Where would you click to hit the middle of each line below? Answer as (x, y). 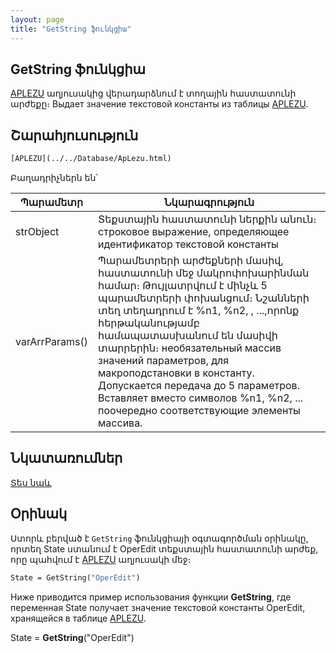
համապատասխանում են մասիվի (188, 335)
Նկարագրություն (209, 202)
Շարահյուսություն (74, 135)
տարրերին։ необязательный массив (190, 348)
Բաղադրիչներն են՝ (54, 177)
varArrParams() (52, 341)
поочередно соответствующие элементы (199, 410)
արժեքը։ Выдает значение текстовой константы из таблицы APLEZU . (159, 104)
